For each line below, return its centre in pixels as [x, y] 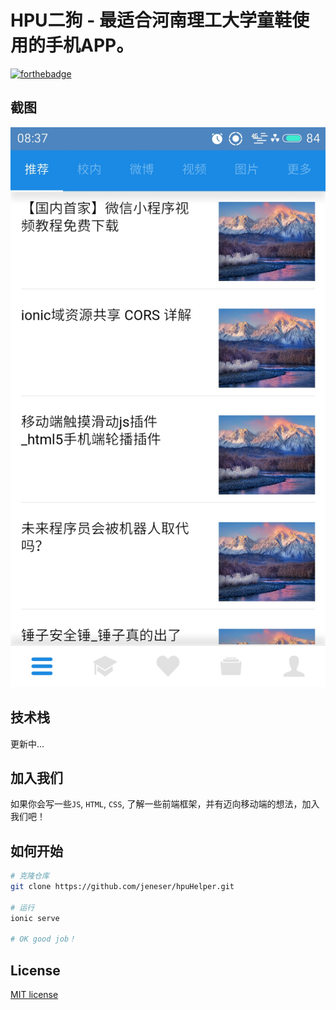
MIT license [34, 995]
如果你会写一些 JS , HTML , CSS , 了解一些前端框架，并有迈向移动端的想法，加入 [165, 804]
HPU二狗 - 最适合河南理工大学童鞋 [151, 20]
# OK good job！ [43, 939]
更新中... [27, 743]
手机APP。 [90, 45]
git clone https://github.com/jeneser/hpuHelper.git [122, 887]
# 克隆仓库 [30, 876]
